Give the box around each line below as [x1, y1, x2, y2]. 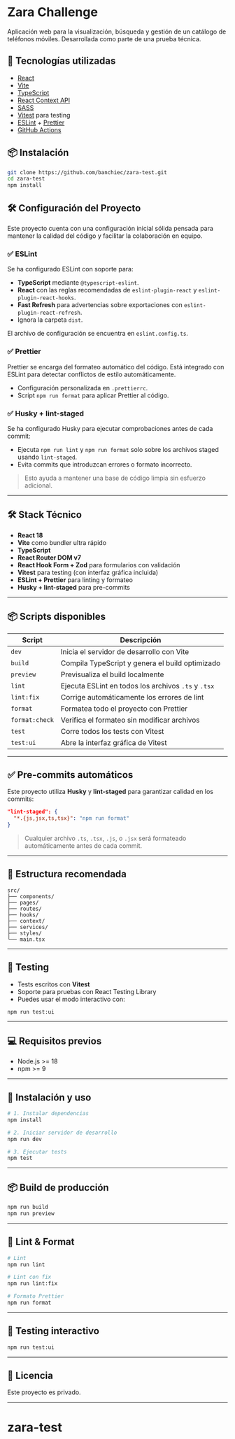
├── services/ [7, 923, 49, 930]
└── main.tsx [7, 935, 45, 943]
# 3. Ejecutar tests [7, 1148, 68, 1155]
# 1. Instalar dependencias [7, 1110, 90, 1117]
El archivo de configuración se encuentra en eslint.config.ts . [7, 329, 189, 338]
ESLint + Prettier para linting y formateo [17, 575, 133, 584]
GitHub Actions [17, 125, 62, 134]
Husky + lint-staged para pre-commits [17, 583, 131, 591]
